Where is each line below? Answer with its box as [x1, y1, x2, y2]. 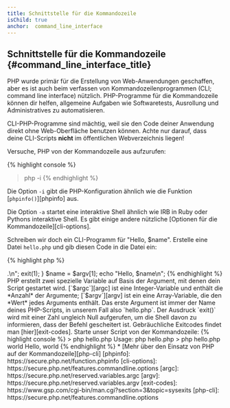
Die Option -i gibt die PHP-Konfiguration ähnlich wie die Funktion [7, 187, 192, 195]
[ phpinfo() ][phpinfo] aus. [7, 195, 79, 203]
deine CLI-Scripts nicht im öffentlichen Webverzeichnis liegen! [7, 134, 185, 143]
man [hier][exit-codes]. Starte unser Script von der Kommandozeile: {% [7, 328, 209, 336]
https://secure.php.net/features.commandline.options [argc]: [7, 364, 179, 372]
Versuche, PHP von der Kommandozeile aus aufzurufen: [7, 147, 166, 156]
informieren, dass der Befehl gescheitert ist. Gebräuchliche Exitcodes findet [7, 320, 222, 329]
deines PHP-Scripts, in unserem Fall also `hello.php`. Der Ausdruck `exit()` [7, 306, 216, 314]
